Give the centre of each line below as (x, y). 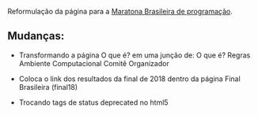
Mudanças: (36, 36)
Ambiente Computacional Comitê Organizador (94, 63)
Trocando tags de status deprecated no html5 (93, 102)
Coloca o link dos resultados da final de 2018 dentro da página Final (129, 79)
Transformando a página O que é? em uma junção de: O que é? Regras (135, 55)
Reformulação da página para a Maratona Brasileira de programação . (120, 11)
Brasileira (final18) (48, 87)
